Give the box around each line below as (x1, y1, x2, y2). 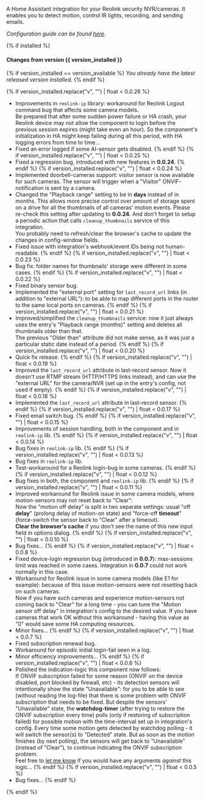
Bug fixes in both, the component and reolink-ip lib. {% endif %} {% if (15, 477, 194, 484)
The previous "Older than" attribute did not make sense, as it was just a (15, 334, 195, 342)
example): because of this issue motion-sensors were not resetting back (15, 581, 198, 589)
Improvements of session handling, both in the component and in (15, 425, 179, 432)
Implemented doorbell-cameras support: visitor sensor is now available (15, 171, 195, 179)
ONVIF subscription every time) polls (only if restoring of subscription (15, 712, 190, 719)
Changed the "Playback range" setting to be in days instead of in (15, 191, 179, 198)
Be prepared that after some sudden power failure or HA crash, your (15, 113, 187, 120)
